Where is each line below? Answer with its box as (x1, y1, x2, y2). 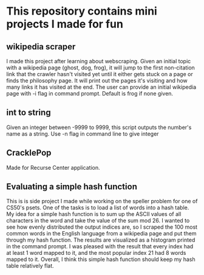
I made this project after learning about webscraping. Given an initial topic (6, 58, 191, 64)
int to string (6, 108, 51, 118)
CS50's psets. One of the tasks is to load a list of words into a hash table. (6, 204, 189, 211)
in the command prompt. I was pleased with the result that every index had (6, 243, 194, 250)
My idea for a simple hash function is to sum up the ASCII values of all (6, 211, 182, 218)
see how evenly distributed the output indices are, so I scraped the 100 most (6, 223, 198, 231)
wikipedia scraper (6, 41, 76, 52)
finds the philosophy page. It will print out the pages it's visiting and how (6, 77, 188, 84)
